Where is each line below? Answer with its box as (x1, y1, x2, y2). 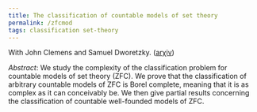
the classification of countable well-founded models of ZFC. (8, 96, 205, 106)
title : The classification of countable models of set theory (8, 11, 218, 20)
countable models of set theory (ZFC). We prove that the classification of (8, 72, 247, 81)
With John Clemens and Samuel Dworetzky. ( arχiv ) (8, 48, 175, 58)
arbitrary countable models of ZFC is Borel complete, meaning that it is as (8, 80, 249, 89)
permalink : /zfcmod (8, 19, 73, 27)
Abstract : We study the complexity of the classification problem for (8, 63, 228, 73)
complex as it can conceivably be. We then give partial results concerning (8, 88, 250, 98)
